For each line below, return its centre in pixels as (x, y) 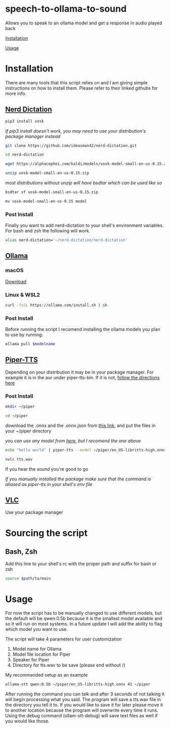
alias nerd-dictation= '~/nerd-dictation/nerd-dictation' (67, 240)
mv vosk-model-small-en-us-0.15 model (46, 201)
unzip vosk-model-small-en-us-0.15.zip (47, 173)
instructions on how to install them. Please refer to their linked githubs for (82, 88)
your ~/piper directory (28, 431)
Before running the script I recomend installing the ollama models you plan (83, 329)
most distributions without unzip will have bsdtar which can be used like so (84, 183)
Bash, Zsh (22, 552)
